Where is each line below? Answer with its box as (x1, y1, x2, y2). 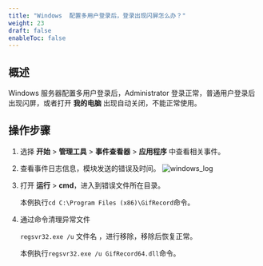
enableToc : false (8, 34, 66, 42)
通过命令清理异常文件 (19, 214, 90, 224)
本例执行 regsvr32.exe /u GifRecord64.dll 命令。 (19, 248, 181, 258)
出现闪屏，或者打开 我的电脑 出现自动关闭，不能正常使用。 (8, 98, 201, 108)
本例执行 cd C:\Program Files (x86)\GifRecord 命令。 (19, 197, 195, 207)
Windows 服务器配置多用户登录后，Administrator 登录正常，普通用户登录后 (8, 89, 256, 98)
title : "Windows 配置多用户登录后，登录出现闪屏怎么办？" (8, 11, 186, 20)
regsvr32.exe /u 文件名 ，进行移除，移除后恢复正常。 (19, 231, 197, 240)
